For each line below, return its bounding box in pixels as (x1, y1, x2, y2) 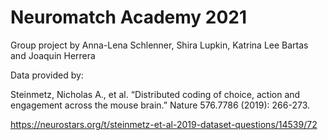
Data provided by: (10, 69, 84, 81)
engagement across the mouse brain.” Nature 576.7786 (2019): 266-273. (10, 99, 311, 111)
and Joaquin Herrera (10, 49, 96, 61)
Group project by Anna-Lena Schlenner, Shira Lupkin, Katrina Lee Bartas (10, 39, 309, 51)
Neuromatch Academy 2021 (10, 6, 248, 29)
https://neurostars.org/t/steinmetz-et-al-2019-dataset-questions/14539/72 (10, 118, 318, 130)
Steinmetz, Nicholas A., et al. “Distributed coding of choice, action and (10, 88, 301, 100)
